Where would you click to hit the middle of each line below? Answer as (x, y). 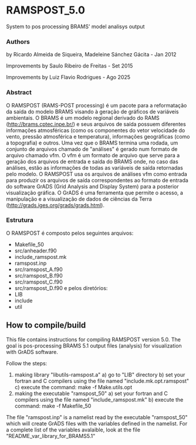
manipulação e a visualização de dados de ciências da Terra (79, 199)
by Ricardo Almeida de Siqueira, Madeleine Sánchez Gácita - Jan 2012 (91, 55)
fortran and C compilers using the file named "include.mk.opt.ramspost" (102, 381)
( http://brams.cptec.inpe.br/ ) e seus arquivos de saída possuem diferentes (96, 124)
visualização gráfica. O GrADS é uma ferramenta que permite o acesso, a (95, 193)
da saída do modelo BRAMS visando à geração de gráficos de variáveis (92, 112)
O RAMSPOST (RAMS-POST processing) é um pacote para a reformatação (97, 105)
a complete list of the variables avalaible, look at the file (73, 430)
